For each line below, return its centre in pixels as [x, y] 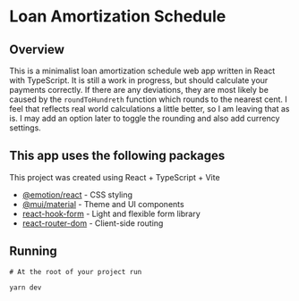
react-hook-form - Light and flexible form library [111, 213]
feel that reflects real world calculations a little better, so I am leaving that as [149, 109]
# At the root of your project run [76, 272]
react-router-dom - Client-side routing [93, 223]
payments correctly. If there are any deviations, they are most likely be [139, 90]
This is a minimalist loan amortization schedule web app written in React [142, 71]
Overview [37, 50]
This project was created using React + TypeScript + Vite [115, 177]
